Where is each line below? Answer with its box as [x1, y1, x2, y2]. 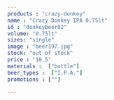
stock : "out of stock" [7, 50, 73, 57]
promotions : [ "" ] [7, 75, 61, 83]
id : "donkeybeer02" [7, 23, 68, 30]
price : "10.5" [7, 56, 52, 63]
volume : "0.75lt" [7, 30, 58, 37]
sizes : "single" [7, 37, 55, 44]
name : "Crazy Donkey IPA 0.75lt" [7, 17, 108, 24]
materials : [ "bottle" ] [7, 63, 80, 70]
